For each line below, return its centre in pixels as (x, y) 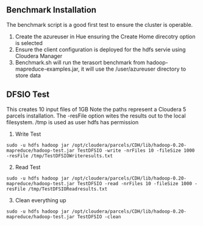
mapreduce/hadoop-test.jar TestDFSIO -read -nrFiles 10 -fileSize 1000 (99, 183)
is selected (29, 43)
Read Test (28, 167)
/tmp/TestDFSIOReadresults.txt (68, 189)
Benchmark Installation (51, 10)
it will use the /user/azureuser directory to (134, 69)
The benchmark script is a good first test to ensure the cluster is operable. (100, 24)
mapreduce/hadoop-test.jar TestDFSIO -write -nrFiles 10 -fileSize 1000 (101, 150)
